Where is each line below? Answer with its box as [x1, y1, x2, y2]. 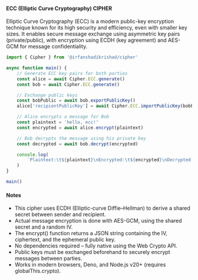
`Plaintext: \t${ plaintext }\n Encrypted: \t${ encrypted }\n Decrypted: [27, 157, 194, 163]
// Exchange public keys [16, 92, 78, 98]
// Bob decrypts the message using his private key [16, 135, 146, 141]
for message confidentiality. [19, 43, 88, 50]
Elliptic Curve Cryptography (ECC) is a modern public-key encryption [6, 18, 174, 25]
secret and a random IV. [14, 223, 73, 230]
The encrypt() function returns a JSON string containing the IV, [14, 230, 168, 237]
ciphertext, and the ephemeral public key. [14, 236, 116, 243]
